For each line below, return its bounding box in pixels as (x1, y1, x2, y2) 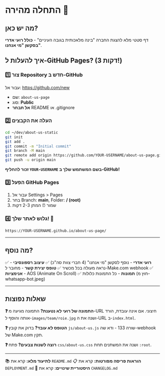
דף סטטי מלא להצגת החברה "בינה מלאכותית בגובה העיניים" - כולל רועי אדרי (5, 37, 149, 43)
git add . (5, 139, 26, 144)
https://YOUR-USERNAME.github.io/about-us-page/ (5, 228, 107, 233)
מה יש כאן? (5, 24, 38, 32)
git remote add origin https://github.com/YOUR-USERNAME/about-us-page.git (5, 153, 164, 158)
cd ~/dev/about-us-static (5, 130, 58, 135)
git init (5, 135, 23, 140)
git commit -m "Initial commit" (5, 144, 71, 149)
